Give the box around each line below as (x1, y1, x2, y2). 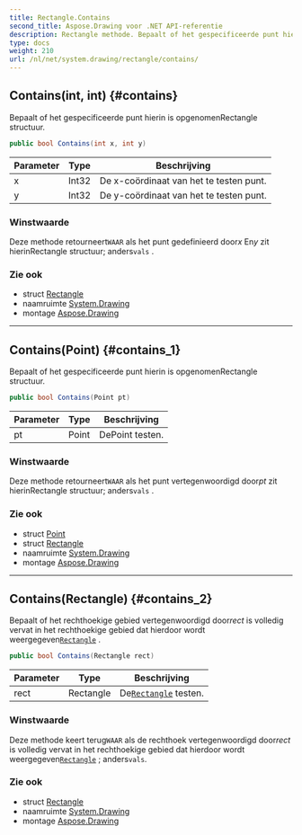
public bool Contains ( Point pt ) (9, 393, 130, 403)
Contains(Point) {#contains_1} (9, 342, 182, 358)
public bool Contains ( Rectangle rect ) (9, 652, 155, 661)
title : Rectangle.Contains (9, 13, 111, 22)
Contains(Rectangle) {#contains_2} (9, 591, 213, 607)
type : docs (9, 38, 50, 48)
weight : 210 (9, 47, 54, 56)
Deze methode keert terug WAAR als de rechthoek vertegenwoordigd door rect (9, 734, 291, 745)
